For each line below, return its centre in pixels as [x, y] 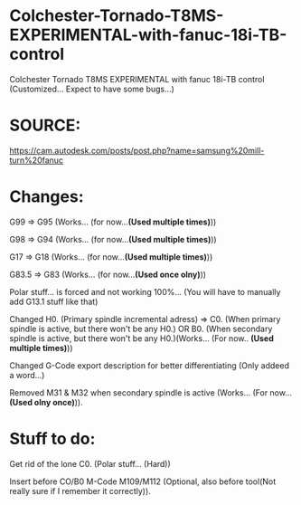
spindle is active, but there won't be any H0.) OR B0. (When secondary [141, 329]
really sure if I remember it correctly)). [80, 491]
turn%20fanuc [37, 160]
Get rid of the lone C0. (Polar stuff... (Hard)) [90, 463]
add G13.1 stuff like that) [54, 301]
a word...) [27, 375]
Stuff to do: [52, 439]
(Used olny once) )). [46, 402]
